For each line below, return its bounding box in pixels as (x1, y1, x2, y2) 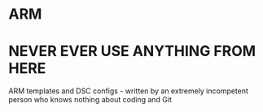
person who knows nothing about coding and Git (8, 95, 173, 105)
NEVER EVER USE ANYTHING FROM (8, 42, 256, 61)
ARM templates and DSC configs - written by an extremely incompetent (8, 86, 248, 96)
